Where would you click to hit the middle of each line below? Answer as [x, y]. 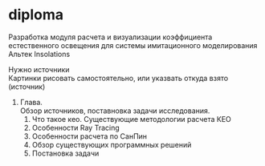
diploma [36, 15]
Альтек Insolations [39, 54]
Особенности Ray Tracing [76, 128]
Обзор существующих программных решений [112, 144]
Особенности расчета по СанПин [89, 136]
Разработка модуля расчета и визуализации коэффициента [110, 37]
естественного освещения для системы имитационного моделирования [133, 45]
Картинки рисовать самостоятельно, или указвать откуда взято [118, 78]
